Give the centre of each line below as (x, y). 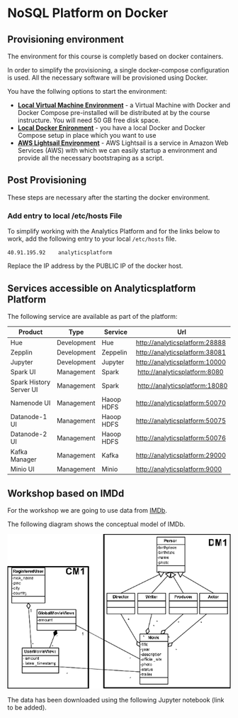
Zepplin (22, 352)
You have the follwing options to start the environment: (87, 91)
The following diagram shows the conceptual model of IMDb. (96, 524)
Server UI (24, 389)
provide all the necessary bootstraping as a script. (91, 158)
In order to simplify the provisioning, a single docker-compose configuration (118, 70)
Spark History (30, 382)
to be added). (27, 707)
